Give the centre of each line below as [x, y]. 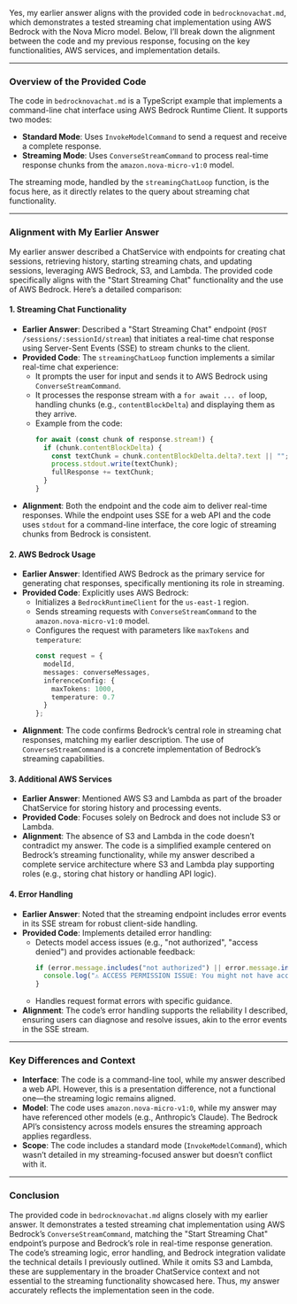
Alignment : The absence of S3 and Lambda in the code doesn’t [138, 837]
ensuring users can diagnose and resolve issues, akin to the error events [154, 1020]
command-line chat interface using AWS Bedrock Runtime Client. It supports [148, 111]
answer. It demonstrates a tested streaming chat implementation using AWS [147, 1224]
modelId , [59, 664]
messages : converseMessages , [97, 672]
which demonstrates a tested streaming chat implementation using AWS [141, 22]
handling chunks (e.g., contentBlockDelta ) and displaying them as [155, 404]
